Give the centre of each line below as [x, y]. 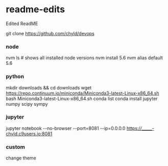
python [15, 77]
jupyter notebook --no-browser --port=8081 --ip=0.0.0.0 [66, 128]
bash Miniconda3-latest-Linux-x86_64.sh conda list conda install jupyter [82, 99]
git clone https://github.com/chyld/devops [50, 33]
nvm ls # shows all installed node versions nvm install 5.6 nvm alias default [84, 58]
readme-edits [35, 9]
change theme [21, 158]
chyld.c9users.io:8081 [29, 133]
